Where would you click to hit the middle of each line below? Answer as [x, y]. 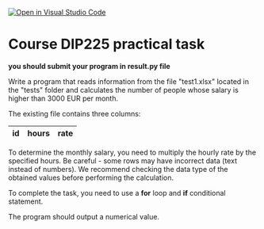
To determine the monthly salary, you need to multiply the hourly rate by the [132, 152]
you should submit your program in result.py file [89, 66]
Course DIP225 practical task [107, 44]
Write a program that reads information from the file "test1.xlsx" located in [129, 81]
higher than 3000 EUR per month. [63, 98]
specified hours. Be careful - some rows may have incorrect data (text [123, 160]
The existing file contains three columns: [75, 113]
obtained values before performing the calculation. [91, 177]
